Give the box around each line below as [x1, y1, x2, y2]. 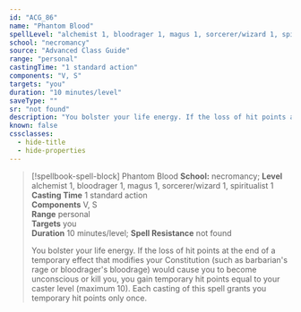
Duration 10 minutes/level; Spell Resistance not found [30, 227, 232, 238]
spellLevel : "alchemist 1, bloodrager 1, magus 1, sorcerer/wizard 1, [9, 30, 279, 38]
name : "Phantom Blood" [9, 21, 94, 30]
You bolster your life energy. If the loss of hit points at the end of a [30, 245, 276, 256]
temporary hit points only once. [30, 292, 148, 303]
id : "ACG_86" [9, 13, 58, 22]
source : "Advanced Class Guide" [9, 46, 130, 55]
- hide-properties [17, 146, 87, 155]
